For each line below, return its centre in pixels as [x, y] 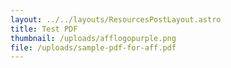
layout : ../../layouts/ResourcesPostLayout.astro [116, 19]
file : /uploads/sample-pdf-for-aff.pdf [93, 47]
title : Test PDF [44, 29]
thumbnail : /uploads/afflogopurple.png [93, 38]
